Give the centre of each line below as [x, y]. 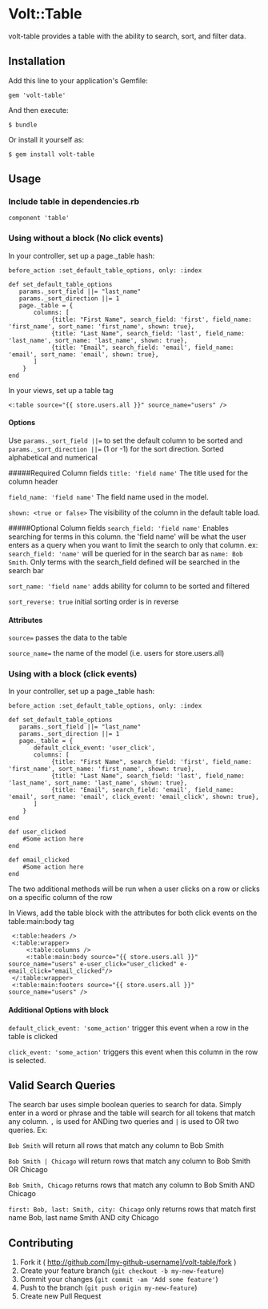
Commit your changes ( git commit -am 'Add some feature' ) [119, 1279]
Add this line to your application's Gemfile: [78, 80]
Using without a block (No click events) [86, 239]
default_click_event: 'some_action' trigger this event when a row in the [129, 1028]
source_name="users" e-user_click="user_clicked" [93, 964]
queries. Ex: [28, 1130]
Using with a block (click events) [73, 674]
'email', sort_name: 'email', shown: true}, [84, 354]
